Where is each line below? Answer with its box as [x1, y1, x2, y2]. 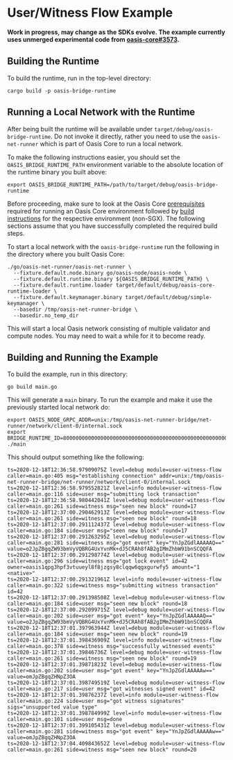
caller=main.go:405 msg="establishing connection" [7, 473, 157, 480]
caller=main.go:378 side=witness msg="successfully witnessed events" [7, 643, 216, 650]
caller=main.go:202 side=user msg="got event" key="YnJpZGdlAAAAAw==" [7, 668, 216, 674]
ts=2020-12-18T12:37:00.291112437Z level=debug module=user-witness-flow [7, 522, 225, 528]
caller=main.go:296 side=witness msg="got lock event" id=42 [7, 558, 188, 565]
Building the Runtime [7, 56, 99, 67]
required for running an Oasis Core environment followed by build [7, 207, 194, 215]
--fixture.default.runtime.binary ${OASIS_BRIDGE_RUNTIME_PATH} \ [13, 275, 209, 282]
